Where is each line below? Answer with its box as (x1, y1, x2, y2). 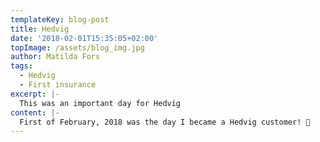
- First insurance (19, 80, 97, 90)
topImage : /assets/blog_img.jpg (10, 42, 145, 53)
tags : (10, 61, 33, 71)
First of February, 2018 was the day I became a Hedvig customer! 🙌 (19, 117, 311, 127)
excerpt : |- (10, 89, 60, 99)
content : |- (10, 107, 60, 118)
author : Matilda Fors (10, 52, 101, 62)
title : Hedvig (10, 24, 70, 34)
